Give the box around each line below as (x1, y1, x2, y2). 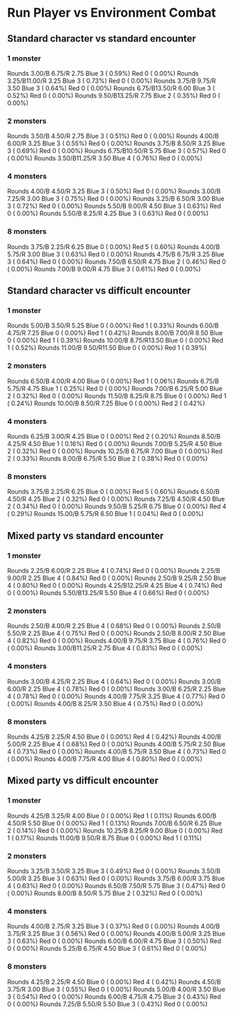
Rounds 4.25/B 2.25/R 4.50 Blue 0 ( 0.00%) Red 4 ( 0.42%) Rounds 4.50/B (7, 977, 221, 985)
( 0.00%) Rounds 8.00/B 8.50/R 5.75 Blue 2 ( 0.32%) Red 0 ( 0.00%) (7, 889, 203, 897)
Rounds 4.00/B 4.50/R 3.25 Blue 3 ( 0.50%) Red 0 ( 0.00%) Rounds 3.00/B (7, 187, 221, 195)
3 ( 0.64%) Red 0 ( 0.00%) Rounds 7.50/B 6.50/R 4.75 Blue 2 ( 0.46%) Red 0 (7, 257, 226, 266)
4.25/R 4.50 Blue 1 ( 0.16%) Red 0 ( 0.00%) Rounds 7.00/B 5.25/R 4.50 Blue (7, 440, 223, 448)
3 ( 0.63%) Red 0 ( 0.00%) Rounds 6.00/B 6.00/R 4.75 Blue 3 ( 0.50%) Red (7, 937, 221, 945)
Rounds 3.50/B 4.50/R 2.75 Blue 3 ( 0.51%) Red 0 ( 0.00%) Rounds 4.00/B (7, 132, 219, 140)
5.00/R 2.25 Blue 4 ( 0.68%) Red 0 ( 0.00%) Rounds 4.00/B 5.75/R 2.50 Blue (7, 739, 226, 748)
